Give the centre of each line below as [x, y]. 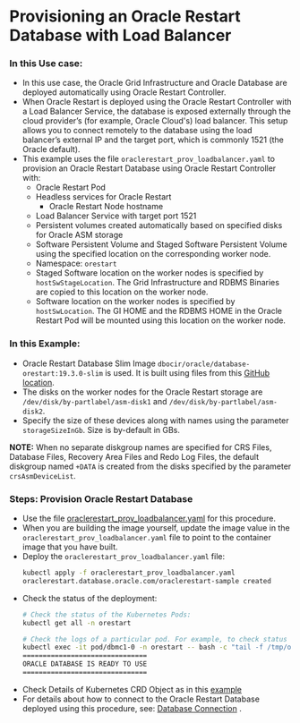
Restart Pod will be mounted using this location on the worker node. [161, 320]
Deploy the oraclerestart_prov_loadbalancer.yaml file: [124, 557]
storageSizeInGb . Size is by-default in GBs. [101, 430]
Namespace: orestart [76, 264]
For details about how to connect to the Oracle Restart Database [141, 699]
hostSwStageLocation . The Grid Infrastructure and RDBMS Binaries [158, 283]
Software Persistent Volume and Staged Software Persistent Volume [162, 244]
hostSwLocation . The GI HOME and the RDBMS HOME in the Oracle [159, 311]
